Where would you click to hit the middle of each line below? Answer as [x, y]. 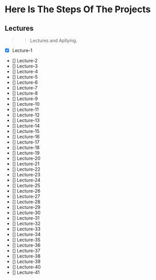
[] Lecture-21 [26, 164]
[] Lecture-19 [26, 153]
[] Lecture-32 [26, 224]
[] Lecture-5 [25, 77]
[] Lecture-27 [26, 196]
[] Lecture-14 [26, 126]
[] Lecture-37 [26, 251]
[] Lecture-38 [26, 256]
